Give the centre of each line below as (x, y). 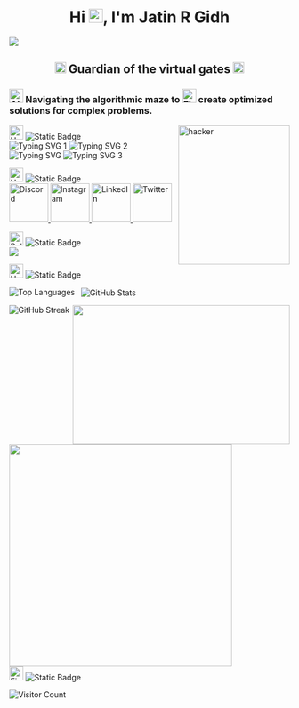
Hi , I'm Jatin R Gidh (149, 17)
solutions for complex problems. (81, 111)
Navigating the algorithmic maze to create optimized (149, 100)
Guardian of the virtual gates (149, 69)
